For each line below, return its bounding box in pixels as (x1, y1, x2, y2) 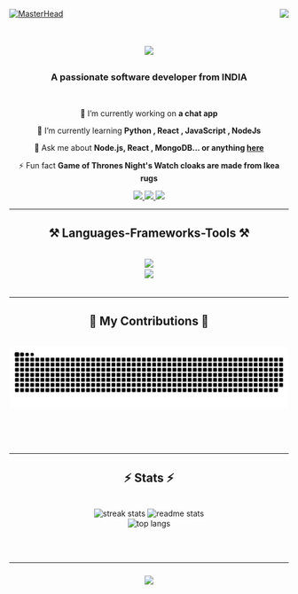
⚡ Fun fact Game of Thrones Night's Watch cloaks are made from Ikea (18, 160, 280, 171)
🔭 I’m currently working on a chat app (80, 108, 218, 119)
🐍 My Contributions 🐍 (89, 313, 209, 328)
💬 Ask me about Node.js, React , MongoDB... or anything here (34, 143, 264, 153)
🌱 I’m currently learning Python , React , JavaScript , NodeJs (36, 125, 262, 137)
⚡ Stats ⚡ (123, 471, 175, 486)
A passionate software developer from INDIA (51, 71, 247, 83)
